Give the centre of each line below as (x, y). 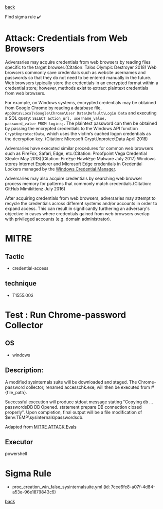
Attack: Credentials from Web (66, 38)
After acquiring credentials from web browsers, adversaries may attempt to (80, 198)
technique (21, 284)
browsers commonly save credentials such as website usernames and (75, 72)
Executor (19, 442)
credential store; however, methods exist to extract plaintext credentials (77, 88)
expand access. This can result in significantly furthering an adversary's (77, 208)
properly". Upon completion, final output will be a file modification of (73, 412)
